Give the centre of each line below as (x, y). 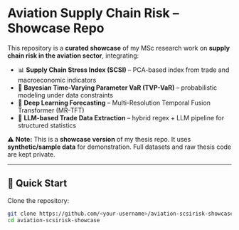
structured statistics (47, 125)
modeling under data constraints (65, 95)
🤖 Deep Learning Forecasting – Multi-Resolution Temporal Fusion (114, 103)
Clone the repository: (38, 200)
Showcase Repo (56, 28)
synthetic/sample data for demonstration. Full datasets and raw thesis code (119, 147)
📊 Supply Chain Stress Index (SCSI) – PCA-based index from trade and (123, 70)
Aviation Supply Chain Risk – (93, 13)
